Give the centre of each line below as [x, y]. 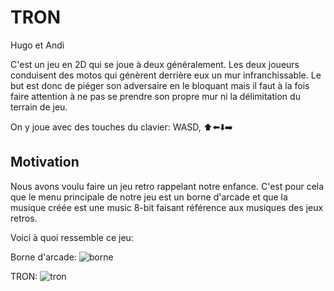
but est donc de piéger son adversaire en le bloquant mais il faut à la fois [160, 85]
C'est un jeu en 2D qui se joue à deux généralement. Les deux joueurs [155, 64]
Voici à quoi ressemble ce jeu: [72, 237]
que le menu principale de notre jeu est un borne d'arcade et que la [149, 197]
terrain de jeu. [39, 107]
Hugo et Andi [37, 45]
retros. [24, 218]
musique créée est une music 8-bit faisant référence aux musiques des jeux [167, 207]
